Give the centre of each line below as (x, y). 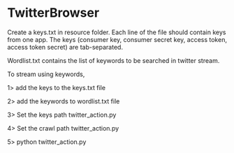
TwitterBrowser (53, 13)
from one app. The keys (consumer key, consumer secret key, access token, (117, 39)
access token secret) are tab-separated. (65, 47)
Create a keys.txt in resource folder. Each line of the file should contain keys (117, 32)
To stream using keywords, (46, 74)
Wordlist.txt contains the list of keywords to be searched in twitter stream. (114, 60)
